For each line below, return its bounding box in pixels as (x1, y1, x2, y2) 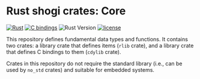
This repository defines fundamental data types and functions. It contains (6, 35, 188, 42)
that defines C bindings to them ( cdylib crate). (6, 48, 121, 55)
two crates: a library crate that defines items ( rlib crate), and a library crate (6, 42, 194, 49)
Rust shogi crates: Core (6, 4, 126, 18)
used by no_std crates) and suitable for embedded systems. (6, 66, 155, 73)
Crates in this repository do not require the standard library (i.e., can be (6, 60, 183, 67)
